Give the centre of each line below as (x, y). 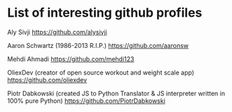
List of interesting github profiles (105, 13)
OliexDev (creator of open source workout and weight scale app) (101, 72)
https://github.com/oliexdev (47, 80)
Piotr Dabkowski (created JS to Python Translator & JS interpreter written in (116, 93)
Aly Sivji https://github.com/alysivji (57, 32)
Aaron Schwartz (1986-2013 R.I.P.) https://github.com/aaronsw (98, 45)
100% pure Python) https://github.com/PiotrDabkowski (87, 101)
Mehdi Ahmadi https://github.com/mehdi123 (71, 59)
